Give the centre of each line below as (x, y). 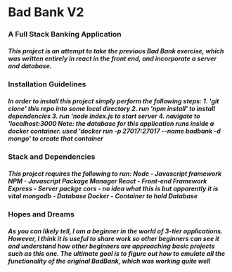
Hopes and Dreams (41, 214)
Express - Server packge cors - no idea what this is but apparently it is (113, 188)
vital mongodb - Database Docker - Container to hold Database (103, 196)
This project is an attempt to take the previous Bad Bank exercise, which (116, 51)
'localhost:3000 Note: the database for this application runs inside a (111, 123)
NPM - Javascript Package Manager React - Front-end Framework (108, 181)
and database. (30, 66)
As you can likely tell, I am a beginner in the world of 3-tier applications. (116, 231)
